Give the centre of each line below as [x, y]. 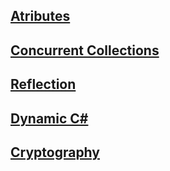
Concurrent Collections [85, 50]
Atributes [40, 16]
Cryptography [55, 152]
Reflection [43, 84]
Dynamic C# [49, 118]
